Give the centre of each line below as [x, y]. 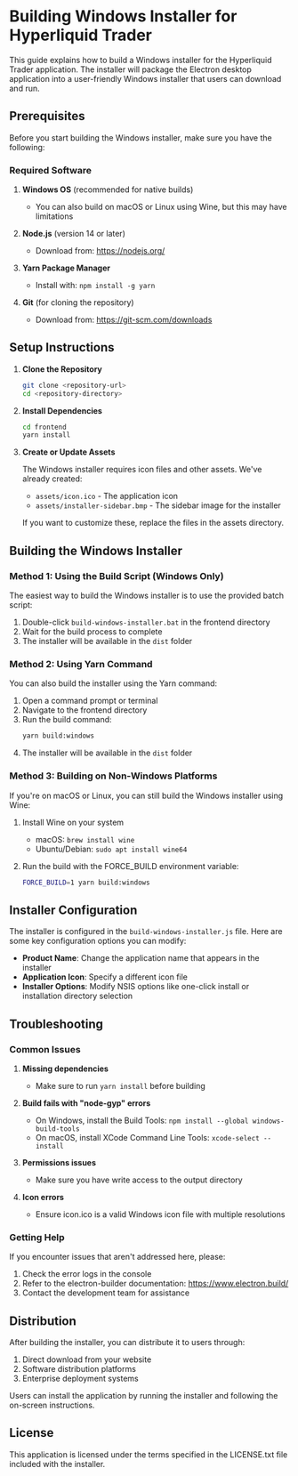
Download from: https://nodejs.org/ [100, 251]
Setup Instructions [62, 347]
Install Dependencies [62, 410]
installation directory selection [77, 996]
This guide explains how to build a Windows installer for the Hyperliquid [141, 60]
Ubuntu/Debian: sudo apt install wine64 [111, 849]
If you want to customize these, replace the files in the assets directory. [153, 523]
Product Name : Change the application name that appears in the [141, 958]
